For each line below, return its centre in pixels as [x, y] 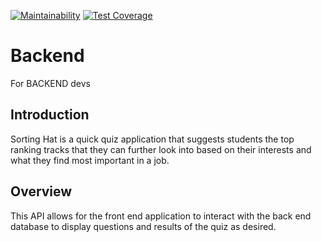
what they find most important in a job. [90, 160]
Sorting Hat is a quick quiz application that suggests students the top [152, 139]
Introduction [50, 115]
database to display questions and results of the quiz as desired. [143, 226]
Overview [41, 191]
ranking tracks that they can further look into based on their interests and [161, 149]
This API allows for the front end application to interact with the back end [161, 216]
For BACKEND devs [51, 83]
